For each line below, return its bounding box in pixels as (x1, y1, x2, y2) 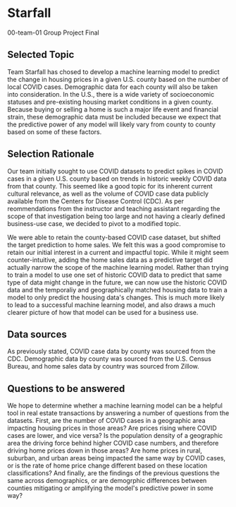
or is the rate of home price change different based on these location (7, 461, 208, 470)
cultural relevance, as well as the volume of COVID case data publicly (7, 189, 209, 198)
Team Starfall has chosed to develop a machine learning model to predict (7, 67, 220, 76)
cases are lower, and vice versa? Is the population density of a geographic (7, 431, 223, 440)
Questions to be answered (7, 383, 125, 395)
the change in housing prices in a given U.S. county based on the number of (7, 75, 229, 83)
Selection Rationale (7, 148, 94, 160)
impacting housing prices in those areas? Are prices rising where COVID (7, 424, 217, 432)
